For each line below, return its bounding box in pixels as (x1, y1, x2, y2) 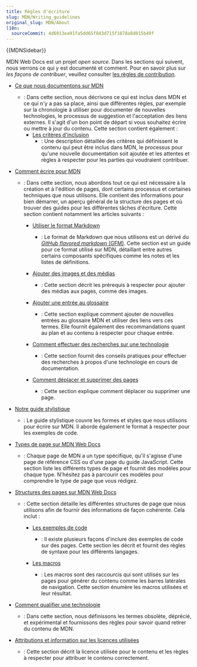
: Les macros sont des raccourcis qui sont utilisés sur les (41, 571, 179, 578)
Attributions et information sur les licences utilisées (14, 637, 140, 644)
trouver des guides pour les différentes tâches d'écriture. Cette (23, 204, 177, 211)
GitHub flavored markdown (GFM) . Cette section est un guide (41, 240, 191, 247)
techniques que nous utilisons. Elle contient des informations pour (23, 192, 185, 199)
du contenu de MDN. (23, 625, 75, 632)
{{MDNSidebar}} (6, 47, 47, 54)
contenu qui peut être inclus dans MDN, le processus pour (41, 144, 183, 151)
